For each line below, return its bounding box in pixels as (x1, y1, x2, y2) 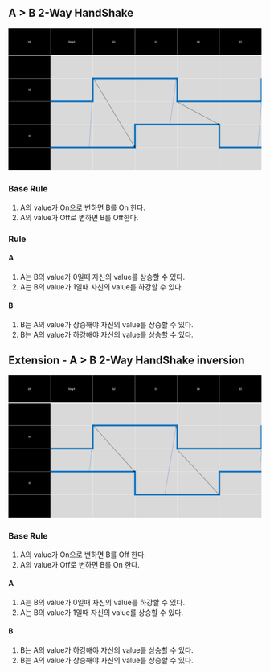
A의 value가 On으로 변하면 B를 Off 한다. (19, 550, 147, 559)
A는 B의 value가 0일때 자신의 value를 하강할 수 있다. (19, 597, 186, 607)
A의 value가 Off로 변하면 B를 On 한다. (19, 559, 141, 569)
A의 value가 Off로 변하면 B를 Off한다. (19, 212, 139, 222)
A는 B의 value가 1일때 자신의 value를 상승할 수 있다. (19, 607, 184, 617)
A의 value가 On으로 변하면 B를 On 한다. (19, 203, 146, 212)
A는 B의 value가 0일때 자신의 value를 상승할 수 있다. (19, 272, 186, 281)
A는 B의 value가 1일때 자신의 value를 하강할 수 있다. (19, 281, 184, 292)
